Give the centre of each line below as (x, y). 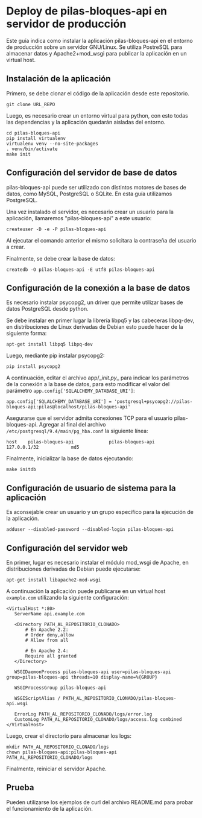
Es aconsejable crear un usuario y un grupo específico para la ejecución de (100, 512)
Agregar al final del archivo (72, 425)
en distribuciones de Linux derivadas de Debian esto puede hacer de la (95, 327)
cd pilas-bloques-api (33, 133)
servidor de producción (66, 24)
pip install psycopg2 (33, 367)
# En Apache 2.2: (47, 630)
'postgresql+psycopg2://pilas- (153, 402)
